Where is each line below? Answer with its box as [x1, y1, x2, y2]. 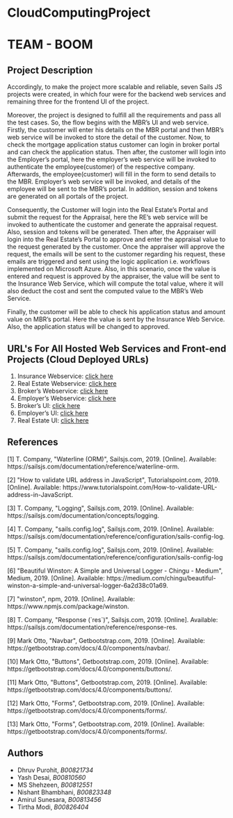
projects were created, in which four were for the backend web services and [7, 90, 226, 99]
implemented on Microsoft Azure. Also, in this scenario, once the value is [7, 265, 217, 273]
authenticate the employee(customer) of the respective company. [7, 163, 195, 171]
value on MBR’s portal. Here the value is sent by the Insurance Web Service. [7, 315, 225, 324]
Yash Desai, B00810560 [17, 773, 86, 781]
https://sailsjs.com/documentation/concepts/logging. [7, 511, 160, 519]
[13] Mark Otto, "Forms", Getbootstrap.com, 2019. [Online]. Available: [7, 719, 205, 728]
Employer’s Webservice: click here [17, 394, 117, 402]
